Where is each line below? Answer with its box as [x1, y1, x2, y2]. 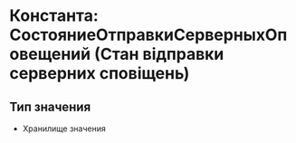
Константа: [9, 5, 100, 26]
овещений [9, 44, 91, 64]
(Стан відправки [93, 44, 224, 64]
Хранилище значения [22, 123, 106, 134]
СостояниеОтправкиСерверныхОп [9, 24, 288, 45]
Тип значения [9, 99, 91, 114]
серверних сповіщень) [9, 63, 190, 84]
